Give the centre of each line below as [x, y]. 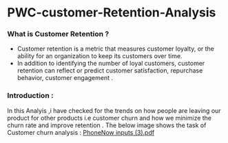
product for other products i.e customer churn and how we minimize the [110, 118]
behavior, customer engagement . [65, 78]
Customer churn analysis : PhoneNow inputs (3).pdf [81, 132]
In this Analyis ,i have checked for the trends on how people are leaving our [114, 110]
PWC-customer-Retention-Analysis [112, 13]
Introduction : [30, 96]
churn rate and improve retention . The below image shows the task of [107, 125]
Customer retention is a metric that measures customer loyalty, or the [116, 49]
